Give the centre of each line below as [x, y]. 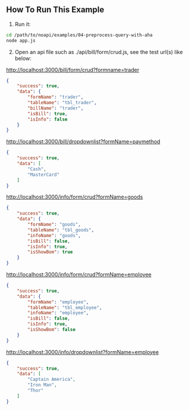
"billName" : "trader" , [56, 108]
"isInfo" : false [48, 119]
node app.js [21, 40]
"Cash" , [37, 169]
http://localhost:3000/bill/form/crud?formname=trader [73, 70]
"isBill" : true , [48, 113]
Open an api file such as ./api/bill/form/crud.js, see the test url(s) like [99, 52]
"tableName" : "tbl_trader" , [62, 103]
